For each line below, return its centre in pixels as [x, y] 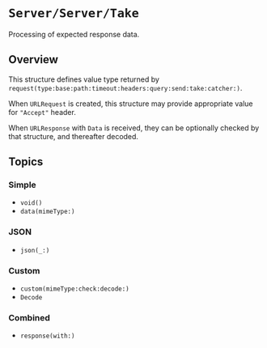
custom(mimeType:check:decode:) [74, 289]
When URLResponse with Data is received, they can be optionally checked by [134, 128]
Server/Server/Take [74, 13]
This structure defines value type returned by [84, 79]
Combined [30, 317]
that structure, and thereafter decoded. [74, 136]
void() [31, 203]
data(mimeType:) [47, 212]
